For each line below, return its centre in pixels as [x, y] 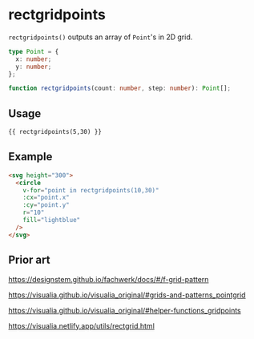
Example [30, 157]
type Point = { [34, 51]
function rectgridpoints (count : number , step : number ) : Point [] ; [120, 89]
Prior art [29, 260]
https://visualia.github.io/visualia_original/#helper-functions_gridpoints [125, 310]
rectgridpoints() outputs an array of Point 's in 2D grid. [101, 37]
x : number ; [34, 59]
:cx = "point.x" [46, 198]
